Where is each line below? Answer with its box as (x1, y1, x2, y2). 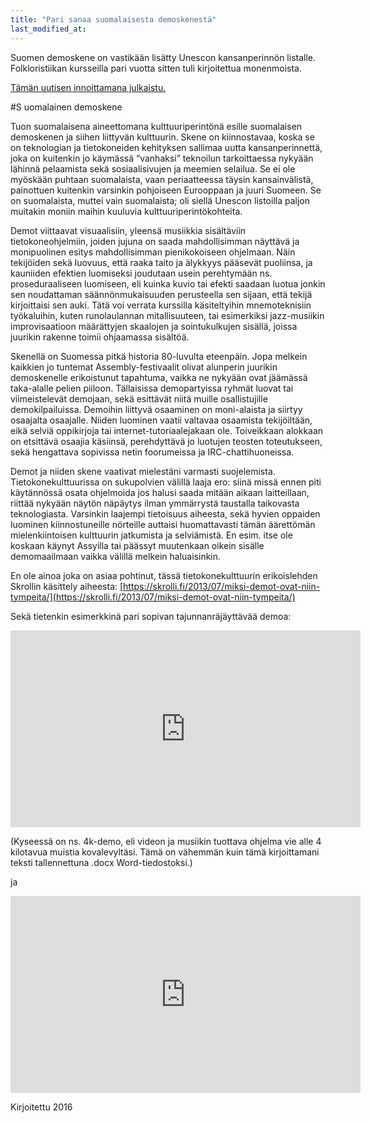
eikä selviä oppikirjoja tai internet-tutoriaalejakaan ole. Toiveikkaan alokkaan (10, 424, 324, 436)
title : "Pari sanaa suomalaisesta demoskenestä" (10, 14, 217, 25)
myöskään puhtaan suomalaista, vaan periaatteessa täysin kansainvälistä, (10, 173, 314, 185)
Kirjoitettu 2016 (10, 1101, 73, 1113)
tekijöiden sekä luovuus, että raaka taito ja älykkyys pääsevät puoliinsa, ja (10, 256, 313, 268)
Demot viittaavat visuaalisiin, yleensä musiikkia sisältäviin (10, 224, 247, 236)
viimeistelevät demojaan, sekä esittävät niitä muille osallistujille (10, 392, 268, 405)
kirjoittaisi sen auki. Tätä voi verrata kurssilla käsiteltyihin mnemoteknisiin (10, 299, 312, 311)
